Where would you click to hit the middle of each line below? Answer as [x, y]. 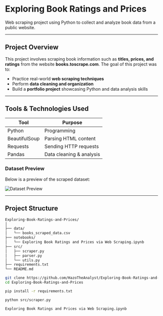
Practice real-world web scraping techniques [58, 79]
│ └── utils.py [23, 260]
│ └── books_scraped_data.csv [38, 233]
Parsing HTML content [70, 138]
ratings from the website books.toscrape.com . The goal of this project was [81, 64]
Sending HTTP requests [72, 146]
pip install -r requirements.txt [39, 291]
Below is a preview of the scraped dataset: [48, 179]
